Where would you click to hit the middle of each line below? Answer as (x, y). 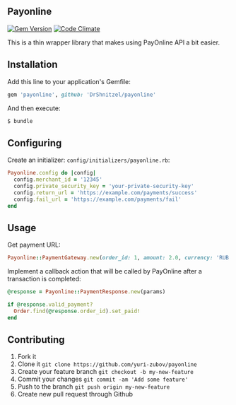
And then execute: (34, 108)
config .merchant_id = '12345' (58, 180)
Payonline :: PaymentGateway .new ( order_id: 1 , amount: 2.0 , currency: (110, 258)
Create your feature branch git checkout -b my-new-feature (106, 372)
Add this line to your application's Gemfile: (69, 81)
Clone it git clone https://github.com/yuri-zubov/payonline (107, 364)
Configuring (35, 143)
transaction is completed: (44, 279)
